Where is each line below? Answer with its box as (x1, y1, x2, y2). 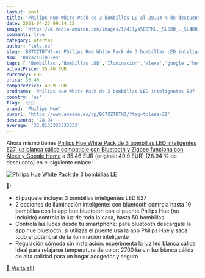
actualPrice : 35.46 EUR (6, 65, 67, 72)
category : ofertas (6, 37, 53, 43)
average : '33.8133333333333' (6, 123, 81, 129)
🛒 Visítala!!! (6, 265, 35, 272)
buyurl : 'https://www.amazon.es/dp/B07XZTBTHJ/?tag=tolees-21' (6, 111, 171, 117)
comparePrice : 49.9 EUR (6, 83, 67, 89)
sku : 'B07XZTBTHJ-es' (6, 54, 62, 60)
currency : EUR (6, 71, 43, 78)
